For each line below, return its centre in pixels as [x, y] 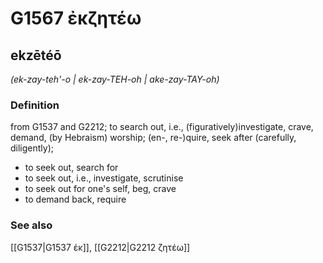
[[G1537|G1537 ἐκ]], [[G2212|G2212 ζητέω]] [100, 247]
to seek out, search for [71, 168]
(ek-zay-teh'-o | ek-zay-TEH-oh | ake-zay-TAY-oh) [115, 79]
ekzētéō [36, 55]
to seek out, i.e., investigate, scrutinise [104, 178]
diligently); [32, 148]
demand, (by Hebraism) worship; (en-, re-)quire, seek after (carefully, [153, 138]
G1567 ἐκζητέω [76, 18]
